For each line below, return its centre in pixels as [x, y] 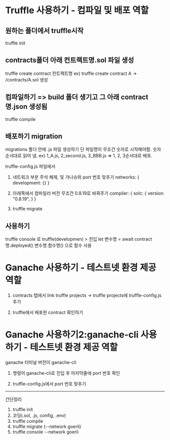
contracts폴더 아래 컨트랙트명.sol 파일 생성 [70, 60]
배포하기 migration [34, 136]
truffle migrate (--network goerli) [47, 427]
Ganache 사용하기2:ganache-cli [72, 335]
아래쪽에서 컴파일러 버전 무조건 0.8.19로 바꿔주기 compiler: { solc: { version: [88, 193]
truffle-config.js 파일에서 [30, 166]
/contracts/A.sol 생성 [27, 79]
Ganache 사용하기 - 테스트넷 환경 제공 [81, 268]
